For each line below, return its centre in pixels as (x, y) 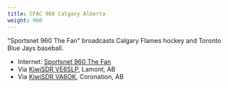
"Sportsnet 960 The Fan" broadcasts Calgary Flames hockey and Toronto (114, 40)
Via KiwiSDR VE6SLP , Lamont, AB (66, 69)
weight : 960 (25, 20)
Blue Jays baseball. (36, 48)
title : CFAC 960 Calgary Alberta (56, 14)
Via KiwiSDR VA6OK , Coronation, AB (71, 76)
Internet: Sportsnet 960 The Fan (64, 61)
